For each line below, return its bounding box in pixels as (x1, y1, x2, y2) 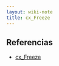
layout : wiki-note (6, 9, 53, 15)
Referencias (6, 37, 54, 48)
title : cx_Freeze (6, 15, 50, 21)
